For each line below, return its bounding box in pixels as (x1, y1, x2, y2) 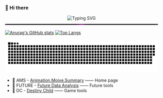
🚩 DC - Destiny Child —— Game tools (12, 88, 87, 94)
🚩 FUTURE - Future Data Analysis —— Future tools (12, 83, 114, 88)
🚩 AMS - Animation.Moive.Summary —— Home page (12, 77, 118, 84)
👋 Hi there (5, 4, 29, 11)
